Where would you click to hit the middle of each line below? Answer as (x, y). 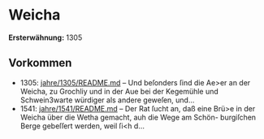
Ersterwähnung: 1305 (45, 37)
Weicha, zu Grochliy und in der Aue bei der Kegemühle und (119, 91)
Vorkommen (40, 63)
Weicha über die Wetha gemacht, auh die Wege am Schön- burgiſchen (138, 117)
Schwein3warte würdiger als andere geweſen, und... (107, 100)
